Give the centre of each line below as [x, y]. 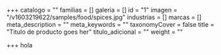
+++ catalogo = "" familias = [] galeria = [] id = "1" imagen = [92, 10]
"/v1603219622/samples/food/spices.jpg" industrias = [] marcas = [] [104, 17]
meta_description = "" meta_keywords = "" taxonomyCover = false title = [110, 24]
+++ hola [19, 45]
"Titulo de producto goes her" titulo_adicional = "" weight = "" [95, 32]
